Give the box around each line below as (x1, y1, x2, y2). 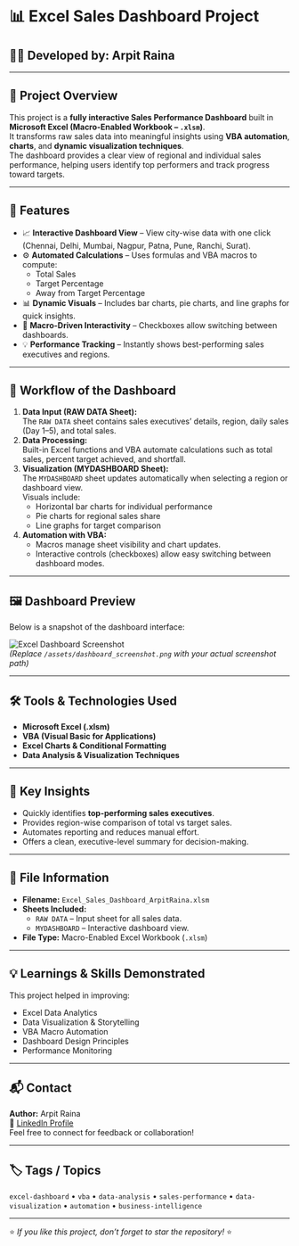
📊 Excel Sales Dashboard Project (9, 6, 260, 27)
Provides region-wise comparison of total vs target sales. (21, 817, 233, 828)
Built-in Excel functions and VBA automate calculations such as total (21, 444, 273, 455)
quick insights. (21, 310, 76, 321)
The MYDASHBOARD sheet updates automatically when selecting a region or (21, 473, 288, 483)
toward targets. (9, 169, 65, 179)
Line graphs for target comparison (35, 520, 162, 531)
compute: (21, 259, 58, 269)
